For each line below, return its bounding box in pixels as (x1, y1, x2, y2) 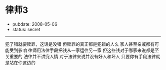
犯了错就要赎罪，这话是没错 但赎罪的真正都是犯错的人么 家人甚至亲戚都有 (5, 41, 155, 47)
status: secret (12, 26, 41, 32)
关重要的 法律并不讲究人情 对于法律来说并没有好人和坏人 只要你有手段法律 (5, 53, 156, 59)
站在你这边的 (9, 60, 36, 66)
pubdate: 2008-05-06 (12, 21, 58, 27)
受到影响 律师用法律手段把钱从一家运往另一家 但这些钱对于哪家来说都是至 (9, 47, 159, 53)
